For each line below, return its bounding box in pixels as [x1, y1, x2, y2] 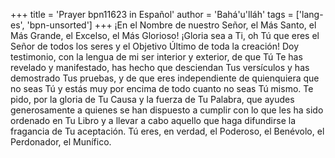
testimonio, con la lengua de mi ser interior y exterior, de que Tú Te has [10, 51, 303, 63]
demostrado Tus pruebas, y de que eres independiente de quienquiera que [10, 72, 320, 84]
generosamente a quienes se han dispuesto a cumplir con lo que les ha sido [10, 104, 324, 116]
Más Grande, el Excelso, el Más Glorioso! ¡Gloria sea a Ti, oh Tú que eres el [10, 30, 320, 41]
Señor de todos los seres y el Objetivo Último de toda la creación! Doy [10, 40, 299, 52]
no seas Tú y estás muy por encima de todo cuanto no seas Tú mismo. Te [10, 83, 314, 94]
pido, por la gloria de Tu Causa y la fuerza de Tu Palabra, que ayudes [10, 94, 295, 105]
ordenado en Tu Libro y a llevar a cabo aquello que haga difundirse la [10, 115, 297, 126]
